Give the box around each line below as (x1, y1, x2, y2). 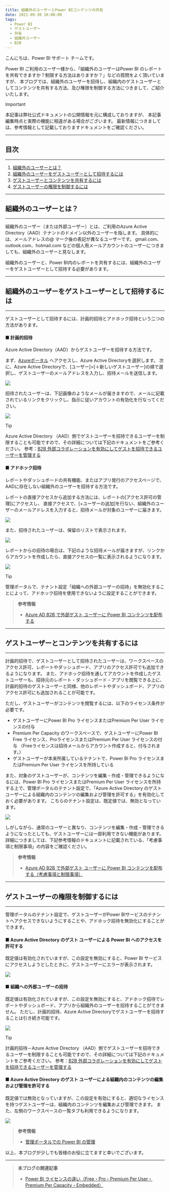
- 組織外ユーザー (10, 36, 41, 41)
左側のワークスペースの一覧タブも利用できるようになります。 (14, 1107, 142, 1113)
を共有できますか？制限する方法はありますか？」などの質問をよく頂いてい (5, 72, 160, 78)
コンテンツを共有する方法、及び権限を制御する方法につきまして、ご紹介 (14, 85, 164, 91)
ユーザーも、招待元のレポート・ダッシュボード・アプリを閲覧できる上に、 (9, 677, 164, 683)
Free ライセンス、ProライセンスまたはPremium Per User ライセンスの (12, 737, 158, 743)
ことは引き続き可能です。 (9, 1015, 63, 1021)
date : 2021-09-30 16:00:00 (5, 12, 62, 17)
